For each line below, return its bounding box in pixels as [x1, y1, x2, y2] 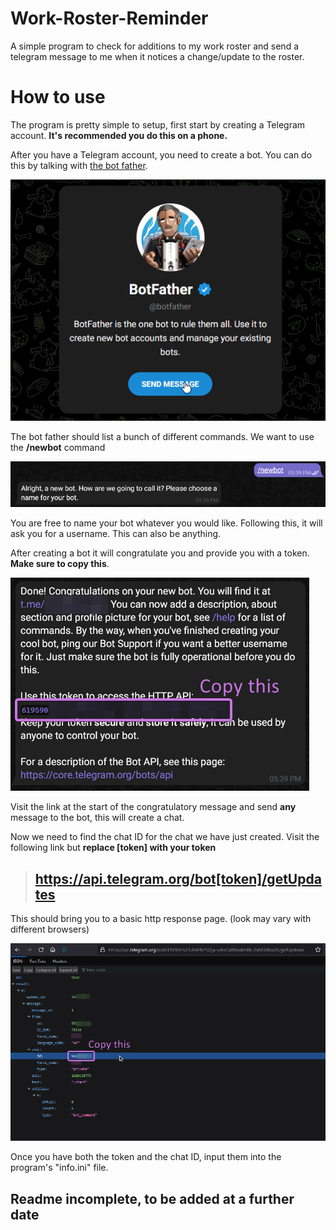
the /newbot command [10, 442, 106, 454]
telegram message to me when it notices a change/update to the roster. [10, 50, 305, 62]
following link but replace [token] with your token [10, 842, 217, 854]
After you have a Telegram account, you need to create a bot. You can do [10, 148, 313, 161]
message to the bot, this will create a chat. [10, 812, 185, 824]
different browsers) [10, 923, 90, 935]
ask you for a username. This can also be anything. [10, 528, 222, 540]
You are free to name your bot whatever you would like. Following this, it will [10, 517, 323, 529]
